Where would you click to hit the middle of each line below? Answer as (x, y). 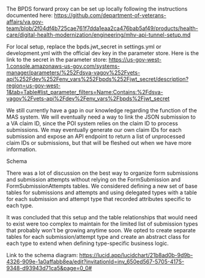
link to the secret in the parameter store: (57, 60)
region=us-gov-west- (34, 86)
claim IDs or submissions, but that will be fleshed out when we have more (99, 143)
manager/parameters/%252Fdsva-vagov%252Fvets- (73, 72)
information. (22, 149)
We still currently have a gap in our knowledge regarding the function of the (102, 110)
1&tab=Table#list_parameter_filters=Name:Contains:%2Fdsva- (85, 92)
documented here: (30, 15)
